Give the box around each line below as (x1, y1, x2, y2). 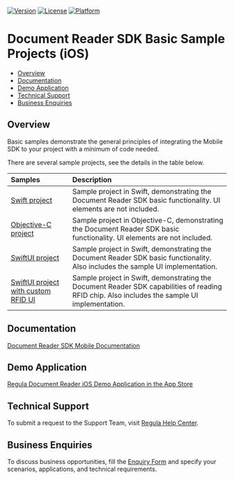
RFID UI (10, 294, 36, 304)
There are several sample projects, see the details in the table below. (7, 158, 204, 167)
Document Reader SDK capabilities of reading (72, 281, 223, 291)
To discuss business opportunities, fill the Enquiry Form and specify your (7, 458, 217, 465)
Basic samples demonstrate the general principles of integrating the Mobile (7, 137, 223, 146)
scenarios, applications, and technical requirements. (7, 465, 157, 473)
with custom (10, 286, 51, 296)
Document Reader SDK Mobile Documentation (7, 341, 141, 350)
